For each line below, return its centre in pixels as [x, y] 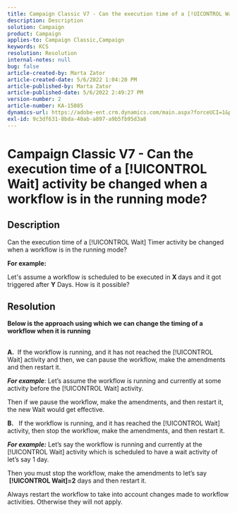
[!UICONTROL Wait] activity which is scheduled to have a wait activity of [113, 452]
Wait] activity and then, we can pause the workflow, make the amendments [116, 360]
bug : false [23, 66]
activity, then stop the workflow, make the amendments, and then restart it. [116, 431]
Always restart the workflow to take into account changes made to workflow [118, 495]
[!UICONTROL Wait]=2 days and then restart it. [78, 480]
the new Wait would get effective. [56, 410]
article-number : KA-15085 [45, 106]
